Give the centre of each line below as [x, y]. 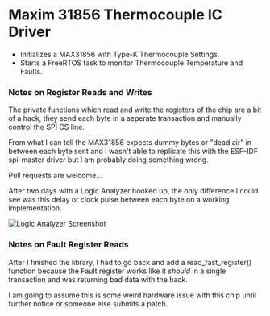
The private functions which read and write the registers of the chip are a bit [135, 110]
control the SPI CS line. [46, 127]
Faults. [31, 71]
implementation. [35, 208]
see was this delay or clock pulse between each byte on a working [119, 200]
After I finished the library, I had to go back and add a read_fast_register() [130, 262]
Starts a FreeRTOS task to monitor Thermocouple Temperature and [131, 63]
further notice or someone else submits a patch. [88, 303]
